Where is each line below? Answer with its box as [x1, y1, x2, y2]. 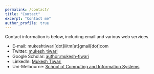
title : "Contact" [5, 12, 41, 16]
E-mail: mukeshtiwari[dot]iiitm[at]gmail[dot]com [12, 43, 109, 49]
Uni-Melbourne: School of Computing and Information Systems [12, 64, 140, 70]
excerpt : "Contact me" [5, 16, 51, 21]
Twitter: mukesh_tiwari [12, 48, 58, 54]
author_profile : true [5, 20, 49, 26]
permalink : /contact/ [5, 7, 49, 12]
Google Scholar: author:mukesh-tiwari [12, 54, 89, 59]
